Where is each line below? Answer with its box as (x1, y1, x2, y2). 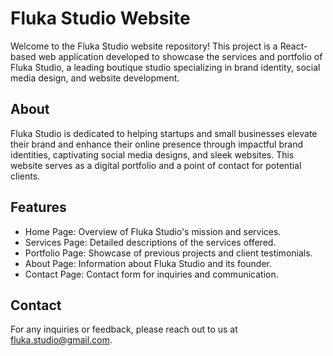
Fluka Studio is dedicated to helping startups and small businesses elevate (10, 127, 318, 139)
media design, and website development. (10, 72, 180, 84)
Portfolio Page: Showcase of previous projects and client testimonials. (24, 247, 313, 259)
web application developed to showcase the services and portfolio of (38, 50, 323, 62)
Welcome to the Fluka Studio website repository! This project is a (10, 40, 278, 52)
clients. (10, 170, 41, 182)
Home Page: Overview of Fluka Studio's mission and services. (24, 225, 282, 237)
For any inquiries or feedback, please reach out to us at (10, 323, 238, 336)
